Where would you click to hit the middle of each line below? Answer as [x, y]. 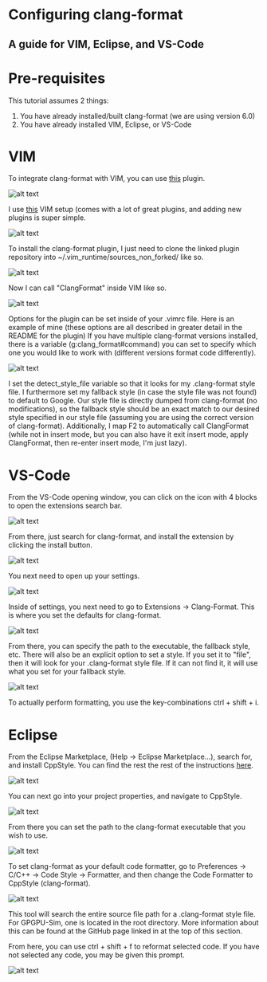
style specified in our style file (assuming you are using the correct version [131, 418]
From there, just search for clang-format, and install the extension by [121, 536]
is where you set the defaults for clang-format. [85, 615]
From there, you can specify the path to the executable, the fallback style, [130, 646]
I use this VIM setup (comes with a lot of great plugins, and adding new [125, 210]
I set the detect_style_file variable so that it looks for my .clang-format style [132, 383]
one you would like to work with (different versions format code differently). [132, 353]
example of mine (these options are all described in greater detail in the [126, 328]
